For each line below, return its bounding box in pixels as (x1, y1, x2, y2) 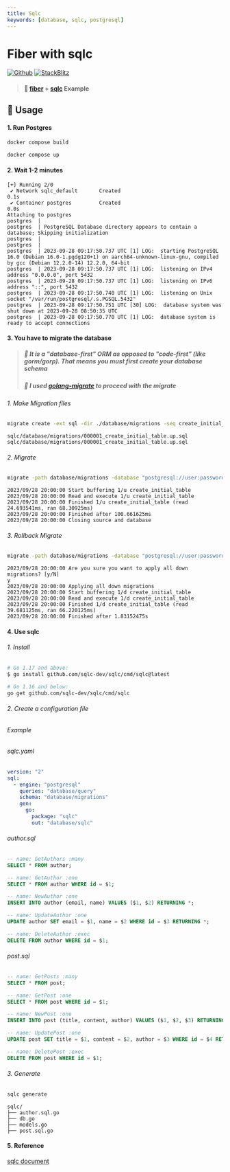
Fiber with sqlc (7, 46, 93, 62)
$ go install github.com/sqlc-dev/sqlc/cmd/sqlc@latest (7, 670, 170, 677)
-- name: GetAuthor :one (7, 874, 78, 881)
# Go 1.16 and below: (7, 683, 69, 690)
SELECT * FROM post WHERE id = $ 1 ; (7, 998, 109, 1005)
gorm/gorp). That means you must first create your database (23, 357, 203, 365)
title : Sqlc (7, 10, 41, 17)
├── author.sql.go (7, 1109, 60, 1116)
